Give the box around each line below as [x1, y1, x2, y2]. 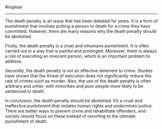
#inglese [5, 4, 23, 10]
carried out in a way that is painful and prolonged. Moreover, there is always [5, 48, 157, 54]
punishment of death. [5, 118, 48, 124]
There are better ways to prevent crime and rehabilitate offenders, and [5, 108, 146, 113]
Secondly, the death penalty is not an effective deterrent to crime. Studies [5, 68, 153, 73]
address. [5, 58, 23, 64]
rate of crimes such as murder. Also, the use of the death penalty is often [5, 78, 151, 84]
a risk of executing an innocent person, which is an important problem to [5, 53, 150, 59]
